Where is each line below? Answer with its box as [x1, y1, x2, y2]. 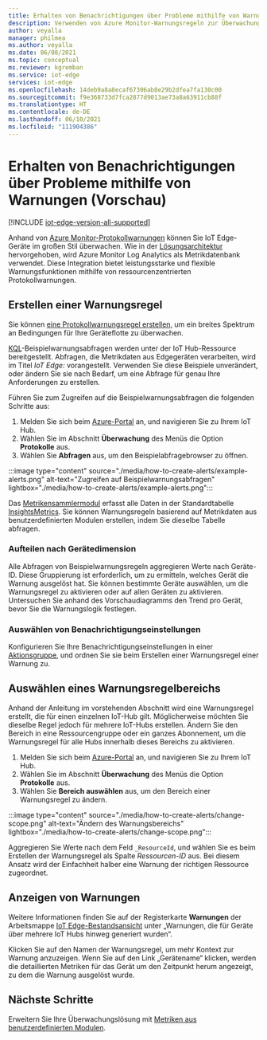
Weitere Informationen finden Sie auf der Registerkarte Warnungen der [8, 912, 242, 921]
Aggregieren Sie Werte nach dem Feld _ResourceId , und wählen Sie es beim [8, 842, 256, 852]
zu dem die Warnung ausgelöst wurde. [8, 970, 135, 979]
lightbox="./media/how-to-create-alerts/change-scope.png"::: [8, 826, 212, 837]
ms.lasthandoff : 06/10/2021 [8, 116, 102, 124]
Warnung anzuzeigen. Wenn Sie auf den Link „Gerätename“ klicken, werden [8, 953, 257, 963]
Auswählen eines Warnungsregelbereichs [8, 682, 221, 696]
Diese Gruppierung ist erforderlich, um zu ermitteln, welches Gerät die [18, 570, 249, 579]
